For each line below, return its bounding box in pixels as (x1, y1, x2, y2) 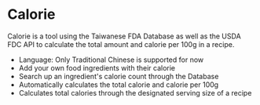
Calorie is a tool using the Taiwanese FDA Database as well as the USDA (7, 31, 241, 41)
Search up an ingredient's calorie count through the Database (18, 71, 219, 81)
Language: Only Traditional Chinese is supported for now (18, 55, 204, 64)
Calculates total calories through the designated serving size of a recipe (18, 88, 252, 97)
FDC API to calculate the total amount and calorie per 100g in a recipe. (7, 39, 235, 49)
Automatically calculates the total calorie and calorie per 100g (18, 80, 219, 89)
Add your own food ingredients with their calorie (18, 63, 176, 72)
